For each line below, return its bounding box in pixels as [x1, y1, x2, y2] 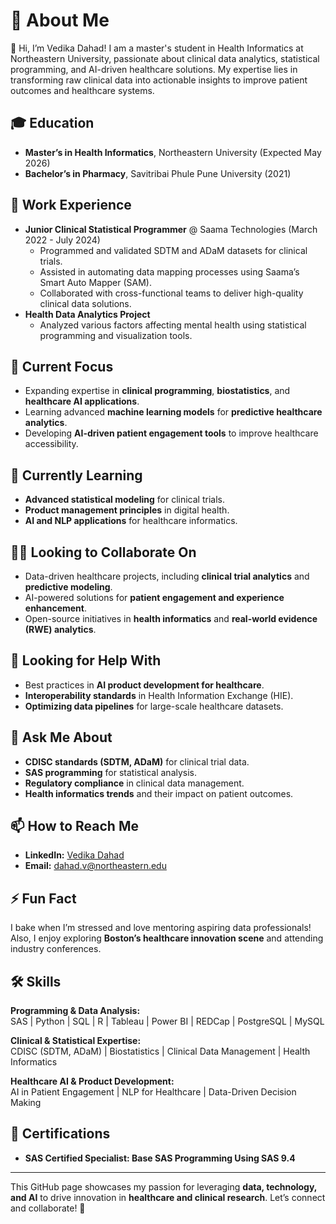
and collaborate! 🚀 [10, 1202, 86, 1214]
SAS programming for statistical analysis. [24, 766, 198, 778]
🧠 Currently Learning [10, 467, 143, 484]
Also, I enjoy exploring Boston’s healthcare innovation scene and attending [10, 932, 324, 944]
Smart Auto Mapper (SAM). [39, 276, 152, 288]
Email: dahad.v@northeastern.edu [24, 860, 167, 872]
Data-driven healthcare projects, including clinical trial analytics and [24, 570, 310, 582]
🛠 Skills [10, 973, 62, 990]
